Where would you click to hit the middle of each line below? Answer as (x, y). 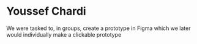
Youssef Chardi (46, 11)
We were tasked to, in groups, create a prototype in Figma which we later (98, 28)
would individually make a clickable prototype (64, 34)
